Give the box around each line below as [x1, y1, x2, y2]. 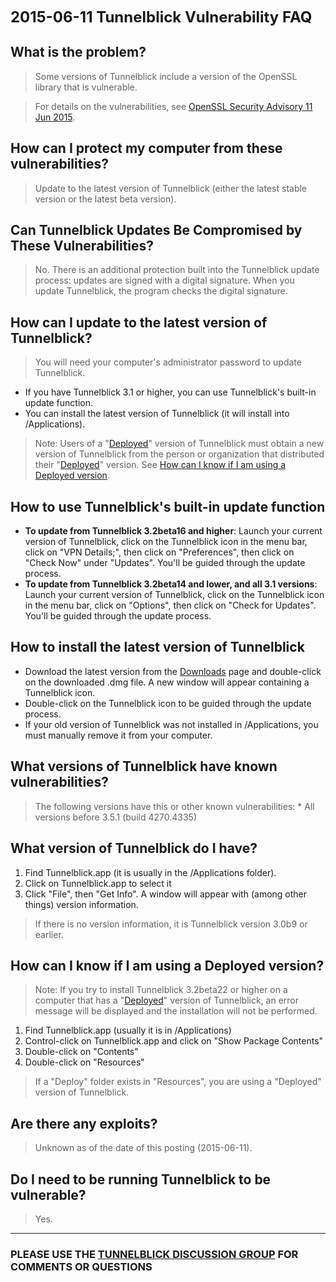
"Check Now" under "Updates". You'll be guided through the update [24, 557, 306, 569]
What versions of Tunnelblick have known [10, 758, 278, 775]
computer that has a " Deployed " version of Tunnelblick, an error [34, 994, 300, 1007]
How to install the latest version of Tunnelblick [10, 639, 305, 656]
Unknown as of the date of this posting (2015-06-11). [34, 1142, 253, 1154]
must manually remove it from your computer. [24, 729, 213, 741]
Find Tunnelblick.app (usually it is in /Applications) [24, 1024, 232, 1037]
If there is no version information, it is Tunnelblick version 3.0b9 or [34, 918, 308, 930]
